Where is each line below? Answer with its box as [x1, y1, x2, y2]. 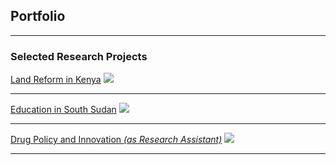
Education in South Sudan [10, 104, 117, 116]
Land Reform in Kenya [10, 74, 102, 86]
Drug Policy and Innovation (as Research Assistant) [10, 134, 223, 146]
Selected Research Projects [10, 49, 148, 63]
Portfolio [10, 8, 66, 25]
